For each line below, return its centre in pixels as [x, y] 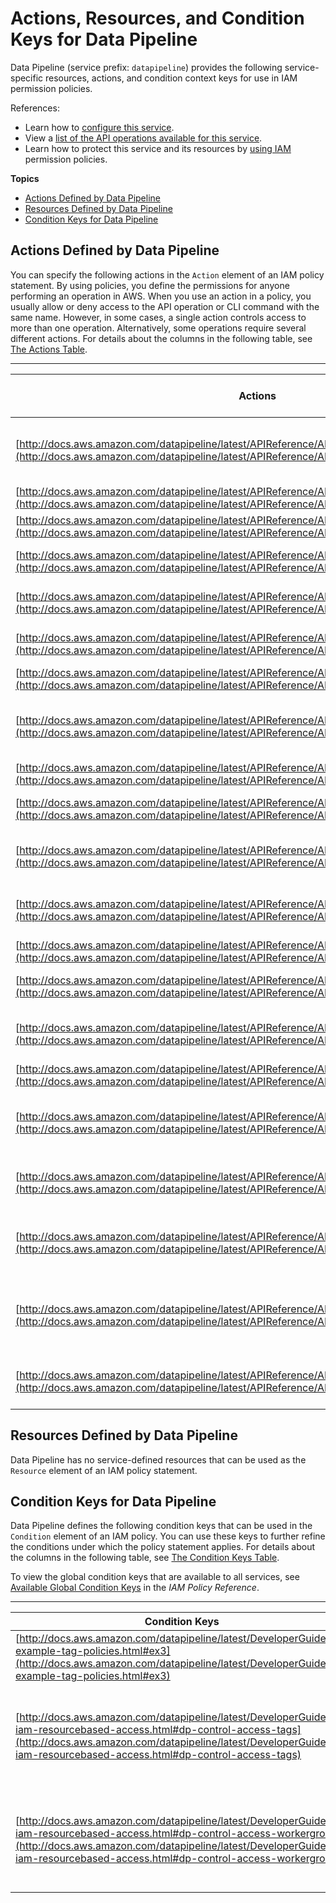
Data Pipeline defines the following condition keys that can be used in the [161, 1526]
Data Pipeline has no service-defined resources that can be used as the [158, 1459]
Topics [25, 178]
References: [35, 108]
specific [27, 78]
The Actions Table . [49, 349]
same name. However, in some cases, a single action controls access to [158, 317]
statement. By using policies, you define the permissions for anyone [150, 285]
